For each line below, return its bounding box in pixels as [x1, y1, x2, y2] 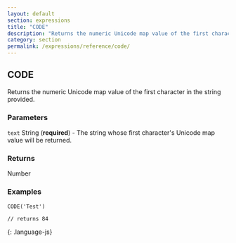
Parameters [7, 112, 48, 122]
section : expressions [7, 17, 71, 24]
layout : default [7, 10, 55, 18]
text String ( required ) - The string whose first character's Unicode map [7, 129, 216, 137]
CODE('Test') [7, 203, 46, 210]
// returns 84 [7, 215, 49, 222]
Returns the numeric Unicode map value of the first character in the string [7, 87, 221, 96]
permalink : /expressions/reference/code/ [7, 43, 131, 50]
